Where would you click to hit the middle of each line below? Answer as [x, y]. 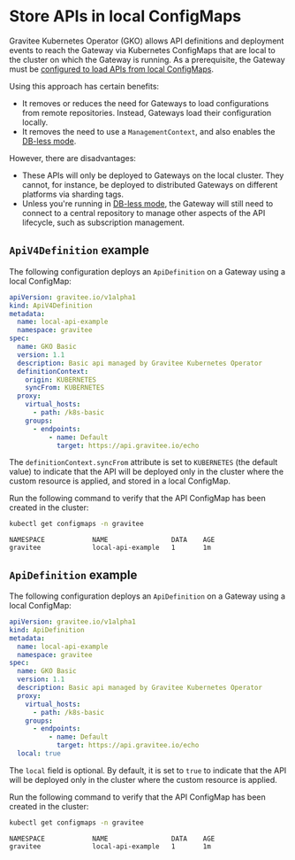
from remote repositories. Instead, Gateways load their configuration [147, 112]
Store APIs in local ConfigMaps [125, 16]
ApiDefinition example [73, 574]
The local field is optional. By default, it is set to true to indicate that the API [148, 770]
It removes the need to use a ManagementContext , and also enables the [148, 131]
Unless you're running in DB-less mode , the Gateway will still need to [147, 203]
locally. [35, 122]
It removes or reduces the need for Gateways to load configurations [145, 103]
